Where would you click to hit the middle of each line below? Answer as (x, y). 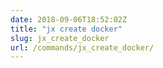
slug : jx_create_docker (60, 38)
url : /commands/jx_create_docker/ (82, 47)
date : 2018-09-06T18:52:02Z (69, 19)
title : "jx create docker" (66, 29)
